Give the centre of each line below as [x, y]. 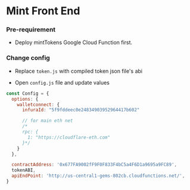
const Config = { [28, 94]
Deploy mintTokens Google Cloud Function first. [74, 42]
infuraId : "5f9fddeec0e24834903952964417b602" [81, 110]
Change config [28, 58]
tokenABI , [24, 170]
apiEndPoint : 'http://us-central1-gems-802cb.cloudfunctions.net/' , [98, 176]
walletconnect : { [38, 105]
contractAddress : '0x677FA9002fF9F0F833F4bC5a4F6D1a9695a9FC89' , [94, 165]
